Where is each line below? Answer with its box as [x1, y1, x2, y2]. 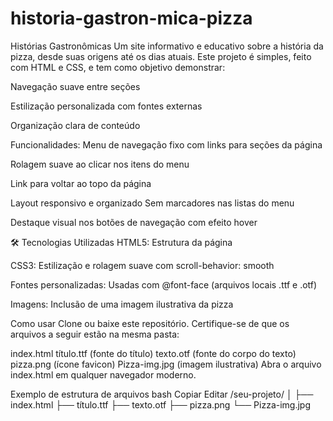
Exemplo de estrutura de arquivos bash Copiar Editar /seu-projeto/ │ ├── [10, 388, 314, 400]
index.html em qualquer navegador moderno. [10, 368, 197, 381]
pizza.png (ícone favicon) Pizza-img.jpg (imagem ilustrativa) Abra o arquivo [10, 358, 322, 370]
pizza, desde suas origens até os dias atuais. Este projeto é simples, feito [10, 50, 312, 62]
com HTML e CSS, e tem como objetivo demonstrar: [10, 61, 226, 73]
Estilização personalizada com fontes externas [10, 100, 203, 112]
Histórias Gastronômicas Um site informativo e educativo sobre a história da [10, 40, 324, 52]
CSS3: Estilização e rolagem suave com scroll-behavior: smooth [10, 259, 275, 271]
